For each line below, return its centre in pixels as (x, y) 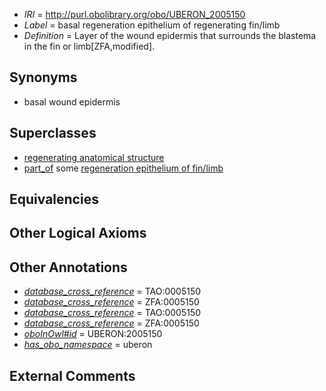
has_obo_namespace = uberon (88, 345)
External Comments (72, 375)
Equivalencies (54, 199)
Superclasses (53, 133)
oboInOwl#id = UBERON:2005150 (93, 334)
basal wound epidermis (72, 101)
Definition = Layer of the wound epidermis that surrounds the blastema (170, 35)
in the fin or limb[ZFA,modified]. (89, 46)
